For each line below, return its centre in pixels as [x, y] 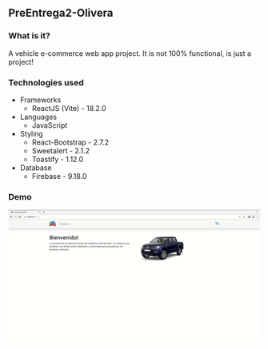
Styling [32, 133]
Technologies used [46, 82]
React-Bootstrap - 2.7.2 [70, 142]
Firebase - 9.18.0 [59, 176]
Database [36, 168]
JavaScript [50, 125]
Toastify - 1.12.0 [58, 159]
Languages [38, 117]
